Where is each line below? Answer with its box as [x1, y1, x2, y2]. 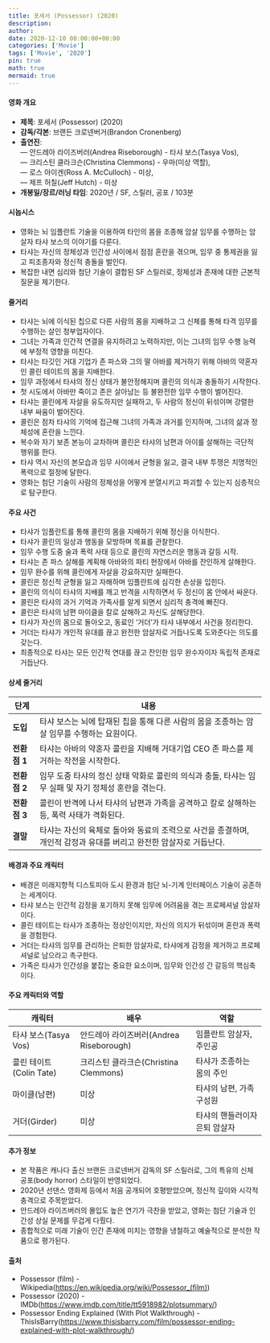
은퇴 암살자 [195, 1122, 235, 1134]
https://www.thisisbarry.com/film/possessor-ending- [60, 1317, 235, 1327]
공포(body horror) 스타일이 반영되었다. [19, 1176, 142, 1185]
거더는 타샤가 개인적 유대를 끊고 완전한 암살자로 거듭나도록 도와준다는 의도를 [19, 627, 259, 637]
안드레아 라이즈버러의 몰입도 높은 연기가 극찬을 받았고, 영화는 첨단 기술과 [19, 1205, 247, 1216]
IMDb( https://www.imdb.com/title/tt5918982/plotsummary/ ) [19, 1300, 218, 1309]
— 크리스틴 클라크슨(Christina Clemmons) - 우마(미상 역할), [19, 157, 211, 167]
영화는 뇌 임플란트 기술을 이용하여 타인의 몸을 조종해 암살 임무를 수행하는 [19, 227, 247, 237]
